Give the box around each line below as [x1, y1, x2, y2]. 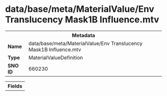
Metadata [72, 32, 95, 39]
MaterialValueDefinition [28, 54, 83, 61]
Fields [7, 83, 22, 90]
